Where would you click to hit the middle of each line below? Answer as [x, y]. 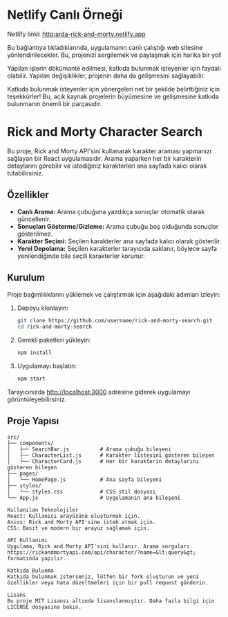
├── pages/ [23, 473]
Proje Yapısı [33, 421]
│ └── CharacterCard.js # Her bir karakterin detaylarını [103, 461]
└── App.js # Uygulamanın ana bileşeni [94, 498]
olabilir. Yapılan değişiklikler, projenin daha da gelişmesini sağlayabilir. [106, 76]
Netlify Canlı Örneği [65, 15]
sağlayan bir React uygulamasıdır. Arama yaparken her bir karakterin [104, 158]
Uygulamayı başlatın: [47, 366]
